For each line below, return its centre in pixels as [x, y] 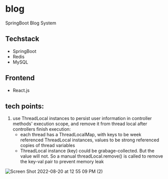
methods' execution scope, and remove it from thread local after [80, 124]
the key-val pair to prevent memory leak [62, 162]
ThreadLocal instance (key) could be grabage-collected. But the [87, 151]
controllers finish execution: [42, 129]
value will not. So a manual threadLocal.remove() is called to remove [92, 156]
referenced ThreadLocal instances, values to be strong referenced [90, 140]
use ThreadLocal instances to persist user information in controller [82, 118]
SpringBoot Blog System [31, 23]
